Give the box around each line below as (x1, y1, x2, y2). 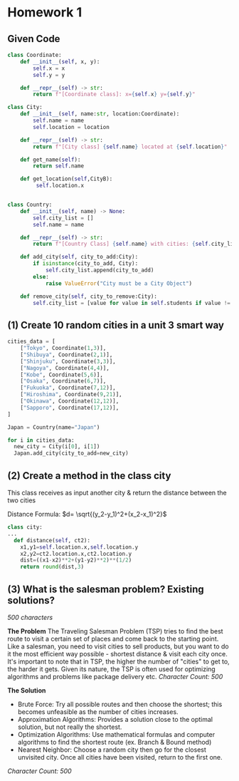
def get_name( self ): (20, 156, 81, 163)
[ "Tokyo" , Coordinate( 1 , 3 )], (20, 345, 107, 352)
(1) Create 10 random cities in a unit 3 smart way (7, 319, 224, 331)
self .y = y (33, 71, 65, 78)
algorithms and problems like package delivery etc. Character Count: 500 (7, 672, 223, 681)
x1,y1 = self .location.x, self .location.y (20, 543, 139, 551)
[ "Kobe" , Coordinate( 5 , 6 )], (20, 371, 103, 378)
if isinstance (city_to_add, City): (33, 260, 139, 267)
